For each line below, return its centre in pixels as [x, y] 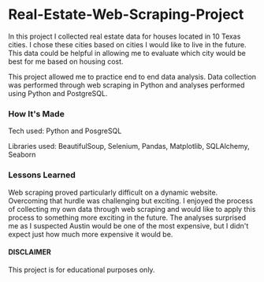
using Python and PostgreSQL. [58, 93]
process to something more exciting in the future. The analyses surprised [127, 217]
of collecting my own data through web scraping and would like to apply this [132, 209]
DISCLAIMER [30, 252]
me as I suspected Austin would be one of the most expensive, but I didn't [128, 225]
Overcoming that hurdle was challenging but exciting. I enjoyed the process [131, 200]
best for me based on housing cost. [66, 61]
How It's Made [36, 113]
